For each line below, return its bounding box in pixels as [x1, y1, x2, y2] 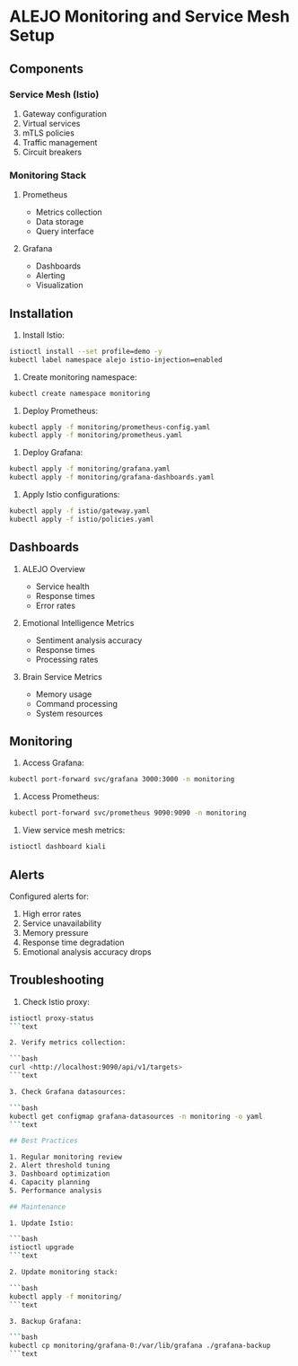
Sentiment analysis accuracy [35, 635, 143, 646]
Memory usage [35, 689, 92, 700]
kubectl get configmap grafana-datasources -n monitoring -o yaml [9, 1112, 263, 1121]
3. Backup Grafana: [9, 1317, 83, 1326]
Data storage [35, 216, 84, 227]
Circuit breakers [22, 146, 83, 157]
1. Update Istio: [9, 1219, 74, 1228]
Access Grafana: [22, 757, 84, 769]
